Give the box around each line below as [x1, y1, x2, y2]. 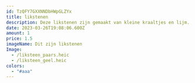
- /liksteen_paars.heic [11, 52, 69, 58]
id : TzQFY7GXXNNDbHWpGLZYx [6, 8, 72, 15]
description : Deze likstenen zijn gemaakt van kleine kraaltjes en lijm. [6, 19, 190, 25]
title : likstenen [6, 14, 49, 20]
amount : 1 [6, 30, 30, 36]
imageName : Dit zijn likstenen [6, 41, 83, 47]
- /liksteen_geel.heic [11, 57, 67, 63]
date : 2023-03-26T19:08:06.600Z [6, 25, 85, 31]
